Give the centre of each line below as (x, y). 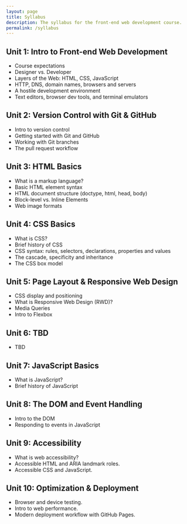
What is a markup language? (49, 181)
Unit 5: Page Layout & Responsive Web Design (92, 281)
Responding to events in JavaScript (57, 425)
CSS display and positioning (48, 296)
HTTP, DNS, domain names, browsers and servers (75, 84)
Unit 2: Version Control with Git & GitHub (81, 115)
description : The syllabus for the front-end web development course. (94, 22)
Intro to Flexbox (33, 315)
